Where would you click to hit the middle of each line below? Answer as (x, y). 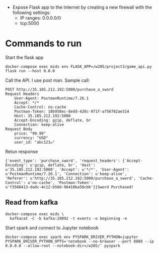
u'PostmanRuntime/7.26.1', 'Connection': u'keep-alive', (66, 174)
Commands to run (44, 43)
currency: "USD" (31, 138)
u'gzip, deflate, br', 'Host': (63, 165)
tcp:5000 (29, 23)
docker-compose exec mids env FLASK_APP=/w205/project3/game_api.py (78, 67)
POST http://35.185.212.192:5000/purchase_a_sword (59, 89)
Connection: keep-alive (39, 124)
